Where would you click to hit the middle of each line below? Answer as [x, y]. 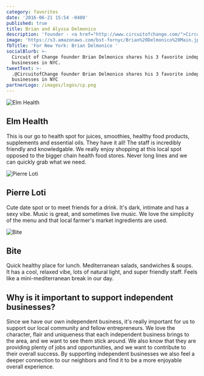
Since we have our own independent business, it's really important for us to [101, 321]
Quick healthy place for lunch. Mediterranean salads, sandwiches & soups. [100, 266]
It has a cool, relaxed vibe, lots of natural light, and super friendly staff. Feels [102, 272]
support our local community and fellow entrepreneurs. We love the [91, 328]
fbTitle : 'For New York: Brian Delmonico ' [62, 46]
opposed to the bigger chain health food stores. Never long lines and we [97, 155]
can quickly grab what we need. [46, 162]
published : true [27, 23]
